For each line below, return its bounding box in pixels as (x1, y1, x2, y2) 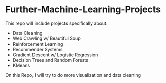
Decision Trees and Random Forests (12, 57, 89, 63)
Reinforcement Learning (12, 40, 63, 47)
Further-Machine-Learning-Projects (5, 4, 161, 15)
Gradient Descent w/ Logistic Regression (12, 52, 98, 58)
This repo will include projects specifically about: (5, 20, 108, 26)
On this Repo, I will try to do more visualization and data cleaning (5, 72, 141, 78)
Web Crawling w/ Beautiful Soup (12, 35, 81, 41)
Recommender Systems (12, 46, 63, 52)
